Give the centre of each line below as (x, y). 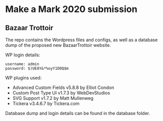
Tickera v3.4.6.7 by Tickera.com (46, 103)
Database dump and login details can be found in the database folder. (78, 113)
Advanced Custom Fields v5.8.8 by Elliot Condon (63, 87)
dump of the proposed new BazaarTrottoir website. (58, 45)
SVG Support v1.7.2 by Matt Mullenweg (53, 98)
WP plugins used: (23, 78)
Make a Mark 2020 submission (71, 9)
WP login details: (23, 55)
